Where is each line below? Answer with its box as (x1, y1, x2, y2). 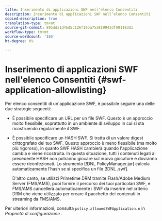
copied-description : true (5, 16, 57, 21)
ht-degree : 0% (5, 39, 34, 44)
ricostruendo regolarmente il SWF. (12, 125, 81, 131)
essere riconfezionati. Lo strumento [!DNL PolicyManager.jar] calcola (12, 161, 150, 167)
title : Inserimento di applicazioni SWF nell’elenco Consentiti (5, 7, 138, 12)
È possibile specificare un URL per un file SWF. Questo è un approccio (12, 115, 153, 121)
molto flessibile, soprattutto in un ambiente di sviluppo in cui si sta (12, 120, 145, 126)
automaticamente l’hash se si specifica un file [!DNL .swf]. (12, 166, 129, 171)
